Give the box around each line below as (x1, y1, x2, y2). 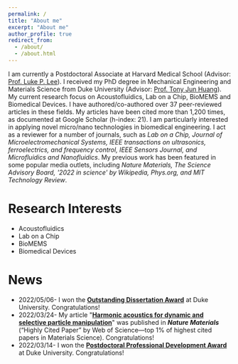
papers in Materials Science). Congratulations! (18, 333, 155, 342)
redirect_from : (8, 37, 53, 44)
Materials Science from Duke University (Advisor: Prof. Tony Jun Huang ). (8, 85, 222, 93)
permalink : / (8, 10, 47, 18)
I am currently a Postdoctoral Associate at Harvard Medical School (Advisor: (8, 69, 232, 78)
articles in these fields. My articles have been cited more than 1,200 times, (8, 108, 226, 116)
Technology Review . (8, 175, 67, 184)
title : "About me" (8, 17, 63, 24)
